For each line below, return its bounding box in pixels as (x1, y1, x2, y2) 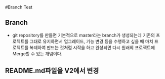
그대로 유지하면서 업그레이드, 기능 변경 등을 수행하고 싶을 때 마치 (29, 38, 154, 44)
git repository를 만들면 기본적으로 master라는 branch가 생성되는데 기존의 (12, 32, 155, 38)
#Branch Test (5, 4, 33, 10)
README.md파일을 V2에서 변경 (5, 67, 99, 75)
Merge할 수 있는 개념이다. (12, 50, 63, 56)
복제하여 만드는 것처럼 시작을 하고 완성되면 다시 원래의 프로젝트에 (29, 44, 155, 50)
